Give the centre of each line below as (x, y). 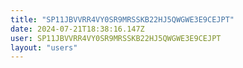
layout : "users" (44, 47)
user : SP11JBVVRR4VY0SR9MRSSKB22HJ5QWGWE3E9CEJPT (116, 38)
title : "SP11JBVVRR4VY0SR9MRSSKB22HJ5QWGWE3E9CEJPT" (122, 19)
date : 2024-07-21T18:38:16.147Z (77, 29)
